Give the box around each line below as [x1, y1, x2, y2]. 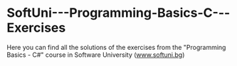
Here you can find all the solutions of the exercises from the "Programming [6, 43, 226, 51]
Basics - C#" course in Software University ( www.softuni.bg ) [6, 51, 185, 59]
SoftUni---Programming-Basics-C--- [6, 5, 231, 21]
